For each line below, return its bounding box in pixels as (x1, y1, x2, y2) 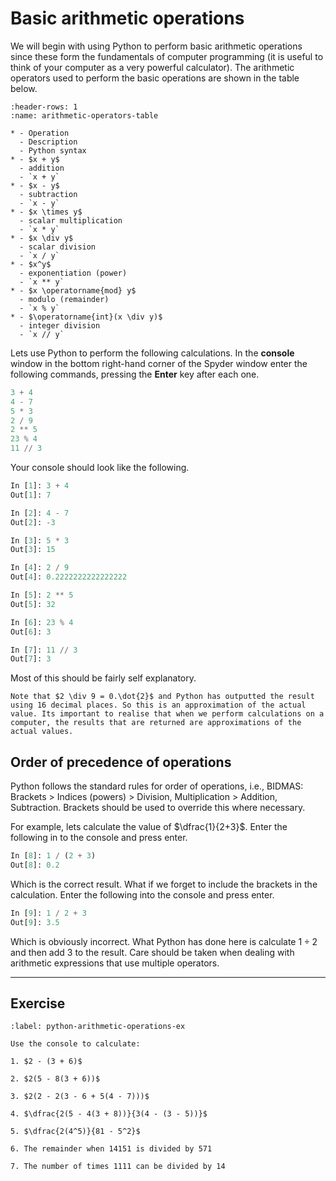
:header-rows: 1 (10, 102, 78, 112)
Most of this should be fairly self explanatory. (10, 672, 197, 684)
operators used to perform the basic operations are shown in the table (10, 72, 300, 84)
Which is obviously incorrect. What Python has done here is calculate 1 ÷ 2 (10, 935, 318, 947)
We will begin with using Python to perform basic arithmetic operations (10, 40, 303, 52)
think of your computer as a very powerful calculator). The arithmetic (10, 61, 295, 73)
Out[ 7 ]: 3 (10, 654, 52, 664)
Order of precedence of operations (10, 753, 232, 771)
